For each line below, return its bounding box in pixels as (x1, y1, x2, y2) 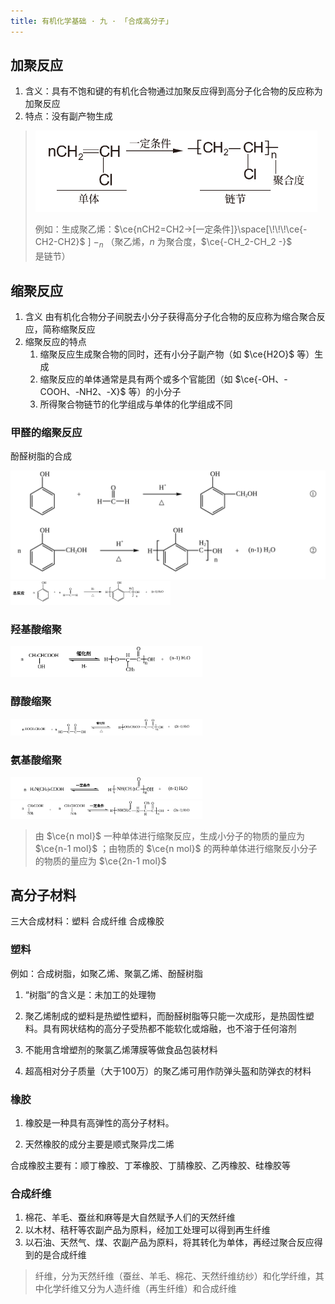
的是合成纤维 (33, 1249, 87, 1261)
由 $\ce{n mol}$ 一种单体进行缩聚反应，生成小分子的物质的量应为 (34, 830, 306, 842)
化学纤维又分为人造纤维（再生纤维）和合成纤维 (43, 1283, 237, 1295)
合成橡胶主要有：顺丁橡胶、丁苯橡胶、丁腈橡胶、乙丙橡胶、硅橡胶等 (10, 1159, 291, 1171)
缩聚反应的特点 (24, 336, 87, 348)
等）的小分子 (128, 386, 182, 398)
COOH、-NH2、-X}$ (39, 386, 127, 398)
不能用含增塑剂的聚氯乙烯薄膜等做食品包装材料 (24, 1043, 218, 1055)
